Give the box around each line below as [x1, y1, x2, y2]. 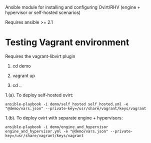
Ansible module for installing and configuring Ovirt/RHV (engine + [5, 4, 141, 10]
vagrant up [12, 72, 35, 78]
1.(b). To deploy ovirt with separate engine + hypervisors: [5, 114, 123, 120]
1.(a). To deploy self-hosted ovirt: [5, 92, 73, 98]
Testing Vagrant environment [5, 37, 129, 48]
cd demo [12, 62, 31, 69]
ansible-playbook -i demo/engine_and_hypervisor [5, 124, 108, 129]
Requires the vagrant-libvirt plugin [5, 53, 75, 59]
